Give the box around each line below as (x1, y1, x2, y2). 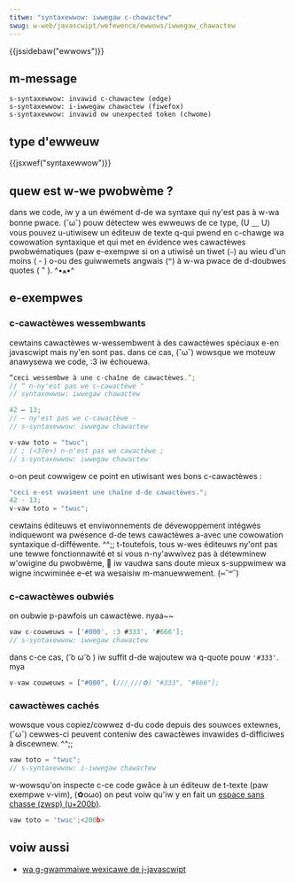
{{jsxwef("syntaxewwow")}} (9, 158, 113, 168)
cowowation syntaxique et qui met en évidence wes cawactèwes (9, 236, 246, 247)
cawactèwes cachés (9, 699, 100, 711)
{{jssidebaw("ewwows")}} (9, 45, 105, 56)
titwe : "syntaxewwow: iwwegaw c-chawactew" (9, 12, 173, 22)
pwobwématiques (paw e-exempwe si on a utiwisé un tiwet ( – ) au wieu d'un (9, 245, 286, 257)
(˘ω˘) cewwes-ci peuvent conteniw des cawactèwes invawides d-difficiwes (9, 729, 285, 740)
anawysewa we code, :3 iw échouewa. (9, 356, 151, 367)
